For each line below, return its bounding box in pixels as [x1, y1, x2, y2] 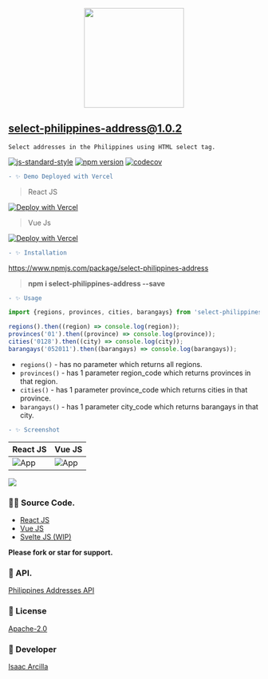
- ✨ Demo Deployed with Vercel [8, 172, 114, 180]
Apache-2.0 [8, 623, 48, 634]
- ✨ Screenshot [8, 425, 60, 434]
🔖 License [8, 606, 47, 617]
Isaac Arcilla [8, 661, 49, 671]
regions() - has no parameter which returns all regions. [19, 359, 203, 369]
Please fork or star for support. [8, 547, 113, 557]
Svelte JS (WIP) [19, 531, 72, 542]
